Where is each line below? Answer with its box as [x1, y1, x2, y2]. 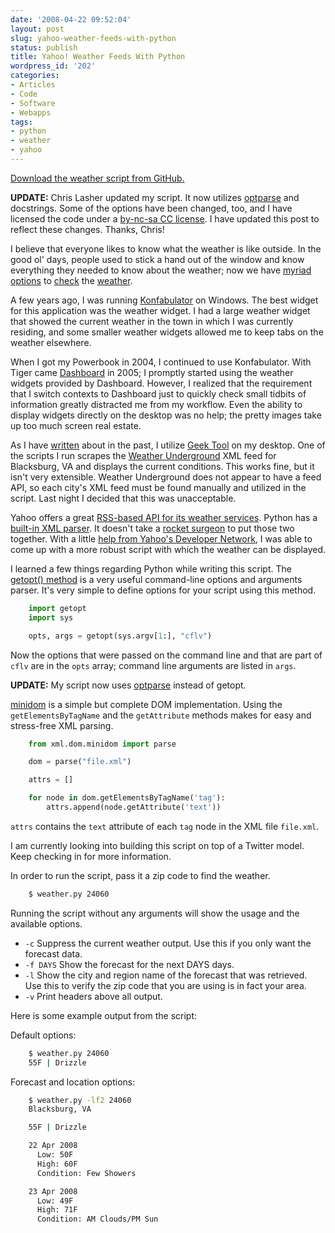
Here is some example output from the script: [10, 1009, 198, 1021]
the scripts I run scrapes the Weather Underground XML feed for [10, 449, 277, 461]
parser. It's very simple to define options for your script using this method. [10, 584, 317, 596]
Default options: [10, 1029, 77, 1041]
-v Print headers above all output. [24, 990, 163, 1002]
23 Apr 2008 [28, 1186, 78, 1196]
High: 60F [36, 1159, 78, 1169]
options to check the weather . [10, 274, 133, 286]
